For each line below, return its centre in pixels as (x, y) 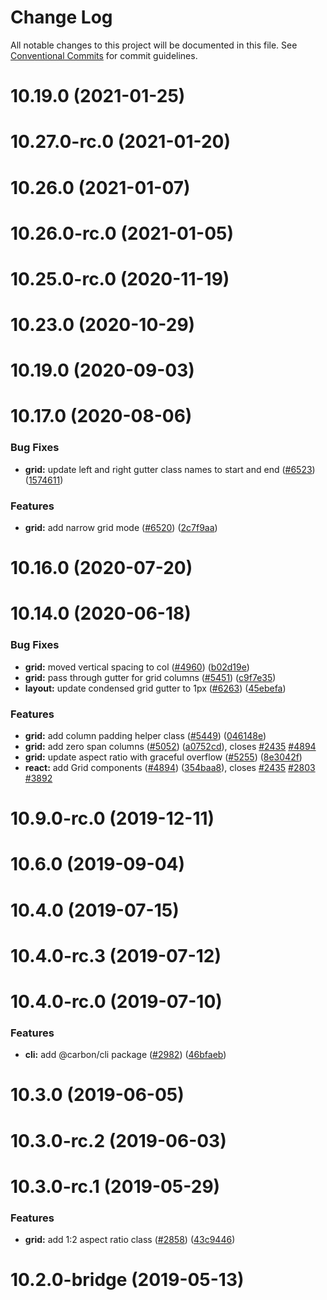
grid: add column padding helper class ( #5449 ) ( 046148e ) (145, 735)
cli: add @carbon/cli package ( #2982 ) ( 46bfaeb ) (125, 1055)
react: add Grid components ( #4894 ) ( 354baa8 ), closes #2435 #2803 (170, 767)
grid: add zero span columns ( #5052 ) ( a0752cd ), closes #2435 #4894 (170, 746)
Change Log (61, 17)
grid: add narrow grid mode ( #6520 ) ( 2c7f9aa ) (121, 528)
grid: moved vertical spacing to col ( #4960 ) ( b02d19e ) (137, 667)
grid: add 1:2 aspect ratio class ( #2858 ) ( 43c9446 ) (130, 1240)
